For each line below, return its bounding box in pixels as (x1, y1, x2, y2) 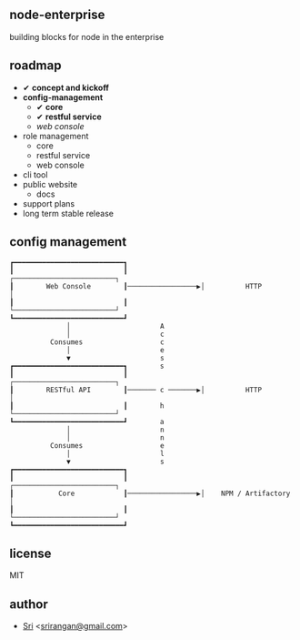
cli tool (22, 168, 48, 180)
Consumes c (49, 338, 165, 347)
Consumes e (49, 442, 165, 451)
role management (22, 130, 89, 141)
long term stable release (22, 208, 114, 218)
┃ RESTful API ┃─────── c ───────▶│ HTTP (9, 386, 262, 395)
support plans (22, 198, 75, 208)
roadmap (9, 58, 62, 74)
